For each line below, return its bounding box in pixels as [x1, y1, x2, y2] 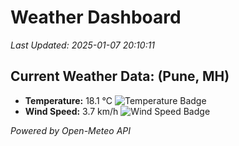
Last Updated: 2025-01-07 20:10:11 [10, 39, 156, 51]
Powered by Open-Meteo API [10, 124, 132, 136]
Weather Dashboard [10, 6, 182, 29]
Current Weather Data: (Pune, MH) [10, 68, 230, 85]
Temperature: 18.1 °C [24, 94, 113, 106]
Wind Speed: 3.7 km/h [24, 105, 119, 117]
